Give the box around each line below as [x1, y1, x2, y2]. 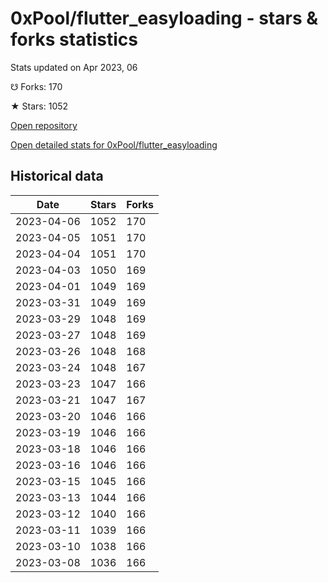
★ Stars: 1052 [10, 100, 69, 112]
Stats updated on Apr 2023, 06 [10, 61, 138, 73]
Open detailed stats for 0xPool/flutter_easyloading [10, 138, 218, 151]
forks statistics [10, 28, 138, 51]
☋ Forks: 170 [10, 80, 63, 92]
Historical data [10, 168, 104, 185]
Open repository [10, 119, 78, 131]
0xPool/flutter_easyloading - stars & [10, 7, 319, 30]
